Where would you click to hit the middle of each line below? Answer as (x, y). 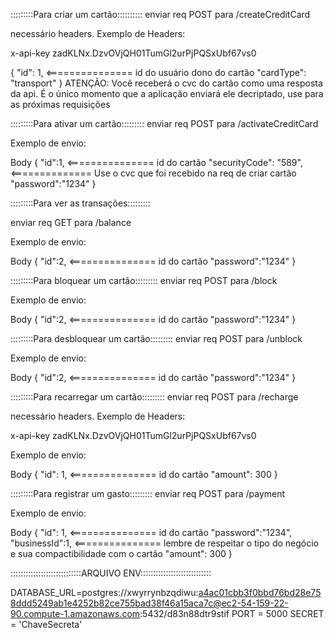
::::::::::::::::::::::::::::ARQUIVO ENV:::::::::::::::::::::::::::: (111, 573)
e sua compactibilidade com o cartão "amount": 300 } (121, 553)
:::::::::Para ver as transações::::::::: (80, 203)
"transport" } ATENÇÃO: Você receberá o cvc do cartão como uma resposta (166, 83)
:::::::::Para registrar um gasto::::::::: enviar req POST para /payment (148, 493)
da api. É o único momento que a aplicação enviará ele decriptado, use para (167, 93)
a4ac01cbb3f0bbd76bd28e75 (260, 592)
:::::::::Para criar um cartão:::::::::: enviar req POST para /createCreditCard (160, 14)
